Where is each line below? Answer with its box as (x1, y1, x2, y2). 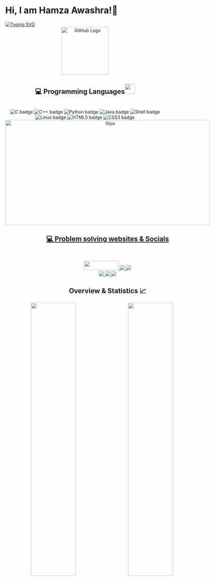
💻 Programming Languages (35, 87, 125, 96)
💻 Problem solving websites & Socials (46, 235, 169, 243)
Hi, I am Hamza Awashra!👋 (5, 5, 118, 16)
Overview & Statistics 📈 (69, 286, 147, 295)
